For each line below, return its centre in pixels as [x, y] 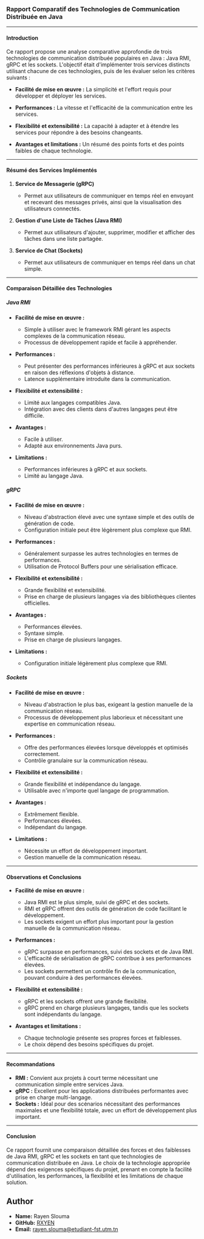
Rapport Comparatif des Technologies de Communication [93, 9]
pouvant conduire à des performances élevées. [83, 978]
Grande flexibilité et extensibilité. [65, 590]
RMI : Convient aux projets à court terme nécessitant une [87, 1077]
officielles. [37, 603]
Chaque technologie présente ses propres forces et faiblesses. [103, 1038]
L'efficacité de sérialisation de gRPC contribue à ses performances [107, 959]
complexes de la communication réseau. [75, 336]
